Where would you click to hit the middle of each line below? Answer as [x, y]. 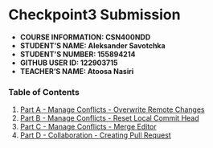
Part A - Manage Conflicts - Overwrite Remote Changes [112, 109]
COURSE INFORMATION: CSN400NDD [85, 37]
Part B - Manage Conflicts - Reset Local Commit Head [109, 118]
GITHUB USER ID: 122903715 [69, 63]
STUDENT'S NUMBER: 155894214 [78, 54]
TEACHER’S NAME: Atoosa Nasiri [77, 71]
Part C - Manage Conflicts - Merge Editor [88, 127]
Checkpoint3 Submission [94, 15]
